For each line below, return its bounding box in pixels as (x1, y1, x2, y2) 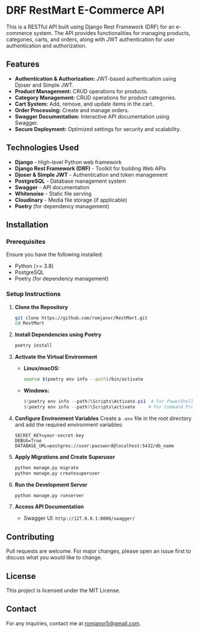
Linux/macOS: (23, 365, 60, 372)
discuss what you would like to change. (6, 554, 102, 561)
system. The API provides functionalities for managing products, (33, 29, 191, 36)
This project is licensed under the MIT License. (6, 587, 121, 594)
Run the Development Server (14, 481, 88, 488)
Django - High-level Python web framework (14, 158, 122, 166)
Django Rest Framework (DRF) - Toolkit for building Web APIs (14, 164, 166, 172)
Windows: (23, 387, 50, 395)
